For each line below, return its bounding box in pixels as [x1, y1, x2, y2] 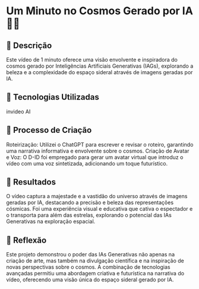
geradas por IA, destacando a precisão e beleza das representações [6, 199, 174, 206]
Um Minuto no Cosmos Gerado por [6, 4, 180, 18]
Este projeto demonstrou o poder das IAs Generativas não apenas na [6, 251, 175, 258]
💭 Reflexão [6, 235, 47, 245]
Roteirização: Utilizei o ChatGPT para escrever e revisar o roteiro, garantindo [6, 141, 194, 148]
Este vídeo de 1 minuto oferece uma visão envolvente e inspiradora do [6, 56, 178, 63]
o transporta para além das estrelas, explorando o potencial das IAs [6, 212, 172, 219]
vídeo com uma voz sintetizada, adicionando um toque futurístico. [6, 160, 168, 167]
